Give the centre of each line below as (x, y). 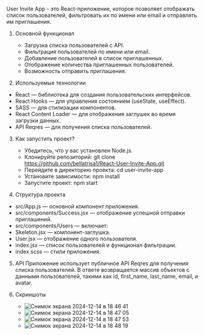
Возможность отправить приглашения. (75, 71)
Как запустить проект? (45, 139)
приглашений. (33, 219)
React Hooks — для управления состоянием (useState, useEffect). (100, 101)
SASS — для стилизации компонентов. (65, 108)
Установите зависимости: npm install (72, 176)
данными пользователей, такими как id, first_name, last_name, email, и (107, 276)
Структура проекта (40, 195)
